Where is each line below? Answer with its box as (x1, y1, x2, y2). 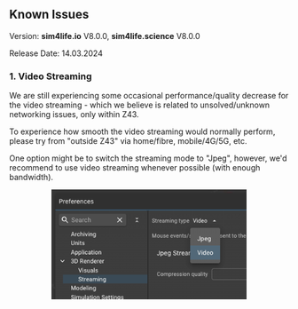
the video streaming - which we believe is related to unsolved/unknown (9, 99, 271, 110)
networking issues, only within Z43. (9, 109, 139, 120)
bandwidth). (9, 172, 54, 183)
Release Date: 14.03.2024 (9, 48, 104, 59)
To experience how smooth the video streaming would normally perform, (9, 126, 276, 137)
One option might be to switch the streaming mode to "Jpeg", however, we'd (9, 153, 287, 163)
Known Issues (9, 7, 90, 22)
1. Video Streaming (9, 70, 92, 83)
